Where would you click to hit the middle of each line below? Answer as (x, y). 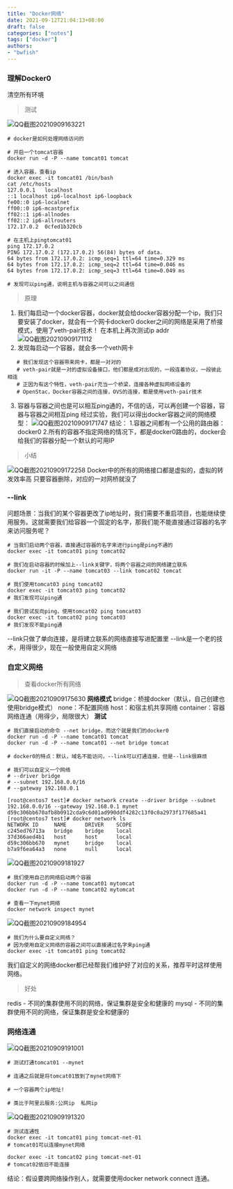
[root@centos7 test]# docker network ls (67, 819)
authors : (20, 46)
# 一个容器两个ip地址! (36, 1090)
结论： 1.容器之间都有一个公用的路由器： (167, 423)
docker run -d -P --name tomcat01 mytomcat (71, 883)
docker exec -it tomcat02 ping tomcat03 (67, 617)
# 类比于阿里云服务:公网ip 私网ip (53, 1103)
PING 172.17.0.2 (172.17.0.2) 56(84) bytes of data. (85, 253)
